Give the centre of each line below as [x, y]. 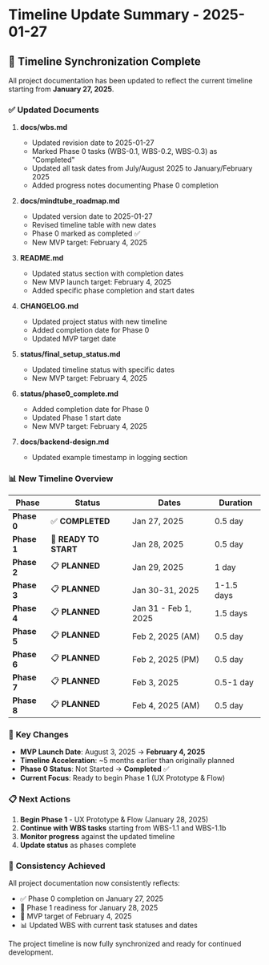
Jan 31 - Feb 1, [162, 608]
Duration [236, 503]
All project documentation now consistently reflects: [94, 883]
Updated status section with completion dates [108, 273]
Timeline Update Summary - [104, 15]
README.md [42, 258]
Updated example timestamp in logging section [110, 458]
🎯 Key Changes [39, 734]
